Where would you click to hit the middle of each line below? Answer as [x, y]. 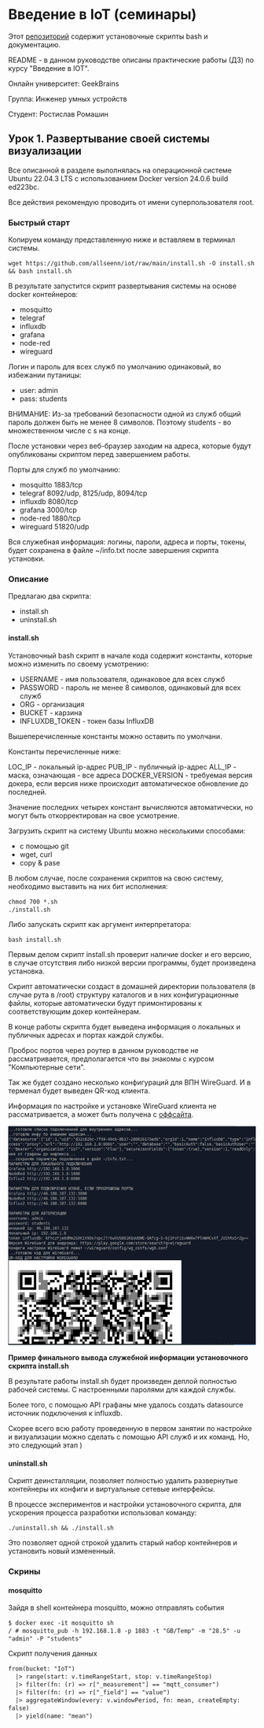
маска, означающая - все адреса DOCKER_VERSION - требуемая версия [130, 775]
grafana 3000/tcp [48, 510]
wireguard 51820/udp [54, 527]
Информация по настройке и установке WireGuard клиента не [113, 1106]
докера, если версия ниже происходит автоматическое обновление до [128, 783]
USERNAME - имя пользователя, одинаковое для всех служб [122, 679]
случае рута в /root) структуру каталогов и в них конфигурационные [124, 995]
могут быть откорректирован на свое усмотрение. [94, 815]
